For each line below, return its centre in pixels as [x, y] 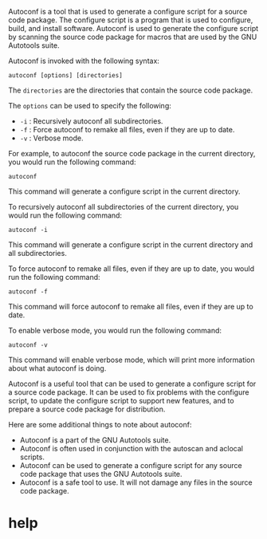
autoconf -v [28, 345]
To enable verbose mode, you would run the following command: [115, 330]
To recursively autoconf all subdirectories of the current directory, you [124, 207]
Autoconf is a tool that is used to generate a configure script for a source [128, 12]
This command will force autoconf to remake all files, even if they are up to [131, 307]
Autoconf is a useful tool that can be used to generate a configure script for [132, 384]
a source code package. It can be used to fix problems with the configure [129, 392]
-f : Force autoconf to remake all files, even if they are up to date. [127, 130]
